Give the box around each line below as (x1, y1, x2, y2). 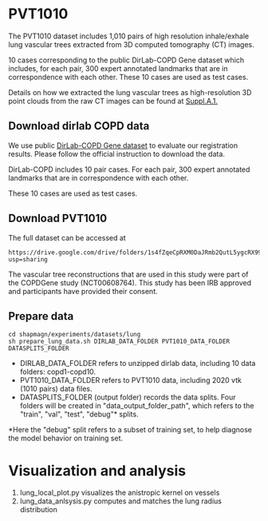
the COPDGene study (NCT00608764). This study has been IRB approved (8, 277, 252, 288)
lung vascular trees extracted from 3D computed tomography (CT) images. (8, 39, 255, 49)
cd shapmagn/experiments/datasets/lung (8, 331, 141, 339)
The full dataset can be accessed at (8, 233, 126, 242)
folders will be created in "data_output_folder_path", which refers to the (19, 401, 254, 411)
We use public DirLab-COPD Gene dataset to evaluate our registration (8, 141, 238, 150)
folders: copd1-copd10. (19, 367, 97, 376)
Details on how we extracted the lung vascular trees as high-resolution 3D (8, 87, 252, 97)
